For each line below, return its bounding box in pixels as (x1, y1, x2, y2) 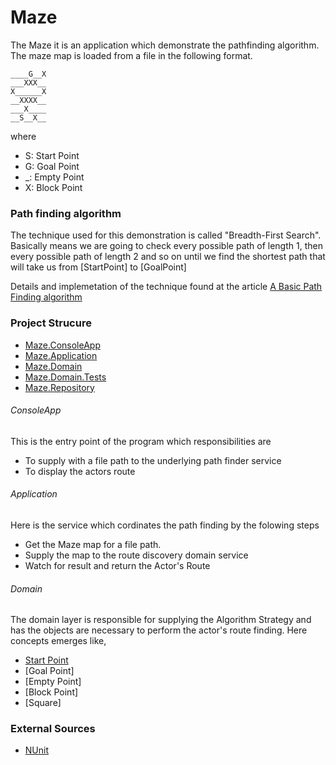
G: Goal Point (24, 160, 80, 172)
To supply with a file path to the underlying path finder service (24, 454, 282, 466)
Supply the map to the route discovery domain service (24, 549, 249, 561)
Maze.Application (24, 349, 98, 361)
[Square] (24, 697, 62, 709)
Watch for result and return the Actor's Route (24, 559, 211, 571)
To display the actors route (24, 465, 136, 477)
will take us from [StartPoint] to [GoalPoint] (10, 261, 187, 273)
